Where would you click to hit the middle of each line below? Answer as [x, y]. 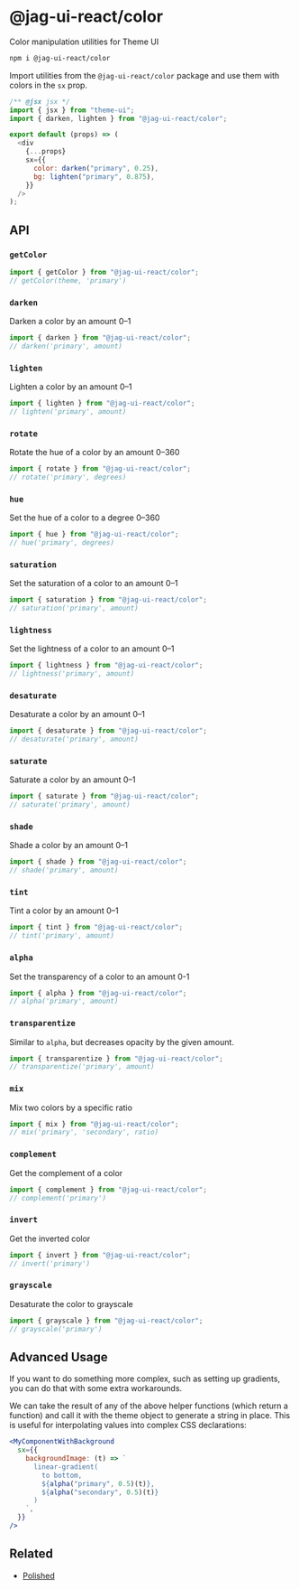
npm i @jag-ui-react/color [60, 58]
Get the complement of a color [66, 1173]
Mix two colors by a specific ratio [71, 1108]
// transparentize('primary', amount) [82, 1067]
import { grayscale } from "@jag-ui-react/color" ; [106, 1321]
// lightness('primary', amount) [72, 674]
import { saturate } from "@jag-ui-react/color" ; [104, 797]
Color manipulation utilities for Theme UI [84, 42]
